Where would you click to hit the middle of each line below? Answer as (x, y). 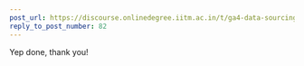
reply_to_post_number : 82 (58, 26)
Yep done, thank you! (49, 52)
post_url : (28, 18)
